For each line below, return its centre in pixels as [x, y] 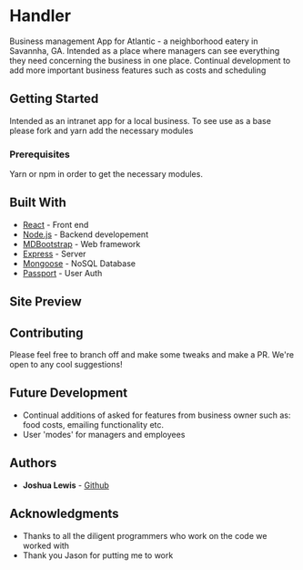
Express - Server [54, 254]
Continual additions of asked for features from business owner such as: [157, 415]
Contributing [46, 332]
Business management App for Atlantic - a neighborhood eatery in [134, 41]
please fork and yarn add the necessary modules [101, 130]
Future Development [69, 393]
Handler [40, 16]
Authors [33, 463]
